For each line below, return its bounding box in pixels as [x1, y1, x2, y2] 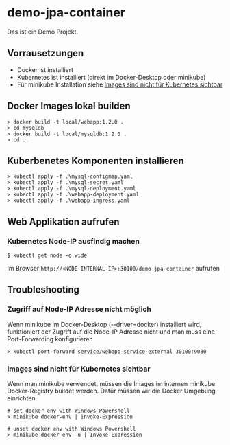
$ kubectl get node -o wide [7, 252, 88, 259]
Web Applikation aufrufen [7, 216, 120, 227]
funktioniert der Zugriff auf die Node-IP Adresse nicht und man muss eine [7, 328, 216, 336]
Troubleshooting [7, 284, 80, 296]
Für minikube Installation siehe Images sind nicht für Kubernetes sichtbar [16, 80, 223, 89]
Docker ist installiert [16, 65, 74, 73]
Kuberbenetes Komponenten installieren [7, 155, 185, 166]
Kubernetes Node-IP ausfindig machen [7, 236, 140, 246]
